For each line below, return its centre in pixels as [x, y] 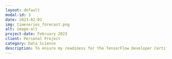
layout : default [23, 10]
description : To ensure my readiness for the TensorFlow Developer [79, 48]
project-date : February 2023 [36, 34]
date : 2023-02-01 [24, 19]
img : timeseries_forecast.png [38, 24]
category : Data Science [31, 44]
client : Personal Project [33, 39]
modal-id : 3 [18, 15]
